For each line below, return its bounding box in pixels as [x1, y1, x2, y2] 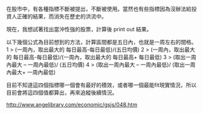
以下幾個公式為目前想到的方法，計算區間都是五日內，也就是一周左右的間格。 [6, 39, 197, 45]
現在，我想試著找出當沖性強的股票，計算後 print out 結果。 [6, 26, 152, 33]
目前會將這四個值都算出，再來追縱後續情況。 [6, 89, 118, 96]
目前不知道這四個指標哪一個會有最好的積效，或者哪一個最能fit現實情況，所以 [6, 81, 197, 89]
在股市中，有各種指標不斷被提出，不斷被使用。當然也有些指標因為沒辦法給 [6, 5, 192, 12]
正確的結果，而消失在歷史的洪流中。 [16, 13, 107, 20]
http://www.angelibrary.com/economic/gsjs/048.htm [6, 101, 138, 108]
